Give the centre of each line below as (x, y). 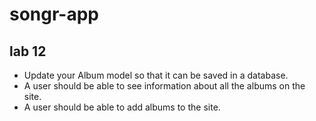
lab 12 (28, 51)
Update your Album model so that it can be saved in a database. (156, 75)
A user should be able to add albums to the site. (122, 107)
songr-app (54, 14)
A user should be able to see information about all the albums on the (164, 86)
